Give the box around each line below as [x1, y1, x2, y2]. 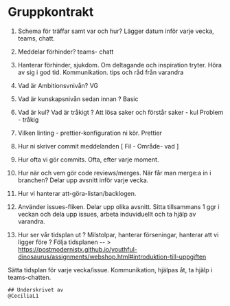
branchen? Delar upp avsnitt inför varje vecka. [17, 176, 149, 184]
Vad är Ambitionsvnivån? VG [17, 81, 99, 89]
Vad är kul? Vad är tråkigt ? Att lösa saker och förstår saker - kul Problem [17, 108, 224, 116]
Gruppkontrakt [8, 4, 94, 20]
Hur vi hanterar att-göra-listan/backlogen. [17, 189, 137, 197]
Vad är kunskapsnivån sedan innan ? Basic [17, 94, 139, 103]
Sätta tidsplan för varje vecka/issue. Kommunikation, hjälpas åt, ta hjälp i [8, 265, 213, 274]
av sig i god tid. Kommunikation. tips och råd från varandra [17, 68, 184, 76]
